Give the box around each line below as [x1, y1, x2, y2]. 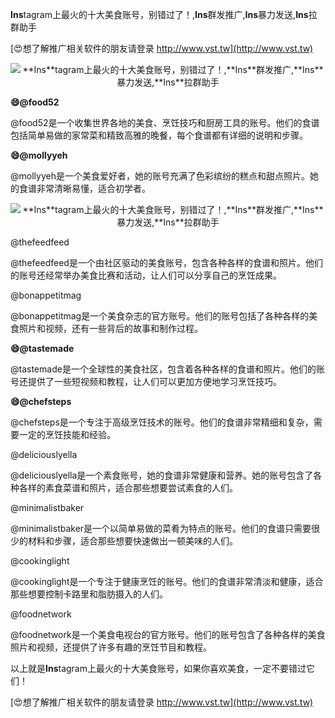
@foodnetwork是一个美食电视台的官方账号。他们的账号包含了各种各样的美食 [10, 629, 326, 640]
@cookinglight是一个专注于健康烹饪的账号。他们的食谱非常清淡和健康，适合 [10, 576, 324, 587]
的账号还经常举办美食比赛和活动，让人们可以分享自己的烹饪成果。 [10, 269, 282, 281]
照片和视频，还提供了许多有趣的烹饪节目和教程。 [10, 641, 212, 653]
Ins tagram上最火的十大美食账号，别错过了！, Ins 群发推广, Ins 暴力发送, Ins [10, 9, 309, 20]
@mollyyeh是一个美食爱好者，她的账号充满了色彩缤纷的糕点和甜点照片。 [10, 170, 310, 182]
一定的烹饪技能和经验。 [18, 429, 116, 440]
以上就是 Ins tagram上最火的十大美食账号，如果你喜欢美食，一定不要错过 [10, 663, 307, 674]
